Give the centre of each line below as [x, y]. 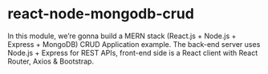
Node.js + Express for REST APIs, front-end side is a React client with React [133, 53]
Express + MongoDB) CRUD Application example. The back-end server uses [134, 44]
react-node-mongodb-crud [101, 14]
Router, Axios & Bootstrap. [51, 61]
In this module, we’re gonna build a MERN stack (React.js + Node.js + [122, 36]
